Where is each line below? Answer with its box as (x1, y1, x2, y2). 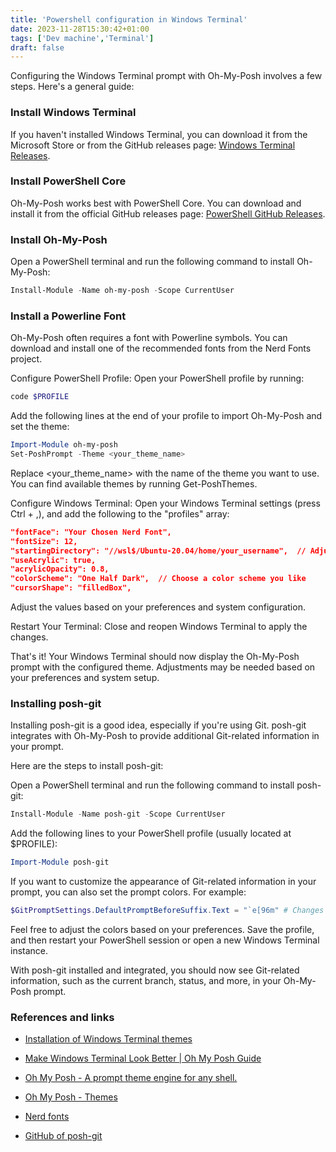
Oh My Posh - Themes (24, 1091, 118, 1103)
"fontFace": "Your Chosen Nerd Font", (10, 527, 172, 537)
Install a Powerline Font (10, 309, 127, 323)
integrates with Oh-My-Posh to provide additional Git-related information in (10, 730, 320, 742)
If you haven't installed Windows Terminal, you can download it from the (10, 128, 308, 140)
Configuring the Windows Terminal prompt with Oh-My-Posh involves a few (10, 70, 323, 82)
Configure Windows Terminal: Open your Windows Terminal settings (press (10, 497, 321, 509)
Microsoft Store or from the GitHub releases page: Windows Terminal (10, 139, 296, 151)
